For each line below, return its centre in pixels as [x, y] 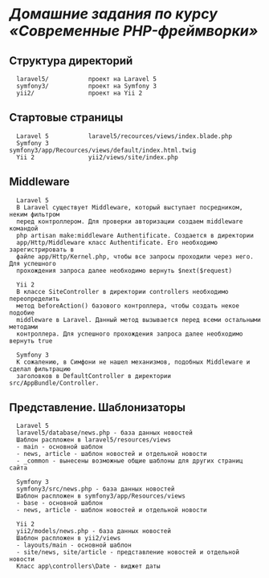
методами [24, 327]
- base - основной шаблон [60, 503]
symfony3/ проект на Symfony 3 [87, 86]
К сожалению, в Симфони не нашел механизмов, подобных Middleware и [133, 362]
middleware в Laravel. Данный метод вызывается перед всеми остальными [139, 320]
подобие [22, 313]
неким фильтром [35, 214]
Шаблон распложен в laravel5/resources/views [94, 440]
